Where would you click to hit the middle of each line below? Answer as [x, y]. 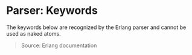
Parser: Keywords [52, 11]
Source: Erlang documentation [59, 45]
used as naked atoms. [34, 33]
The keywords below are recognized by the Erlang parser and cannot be [96, 27]
